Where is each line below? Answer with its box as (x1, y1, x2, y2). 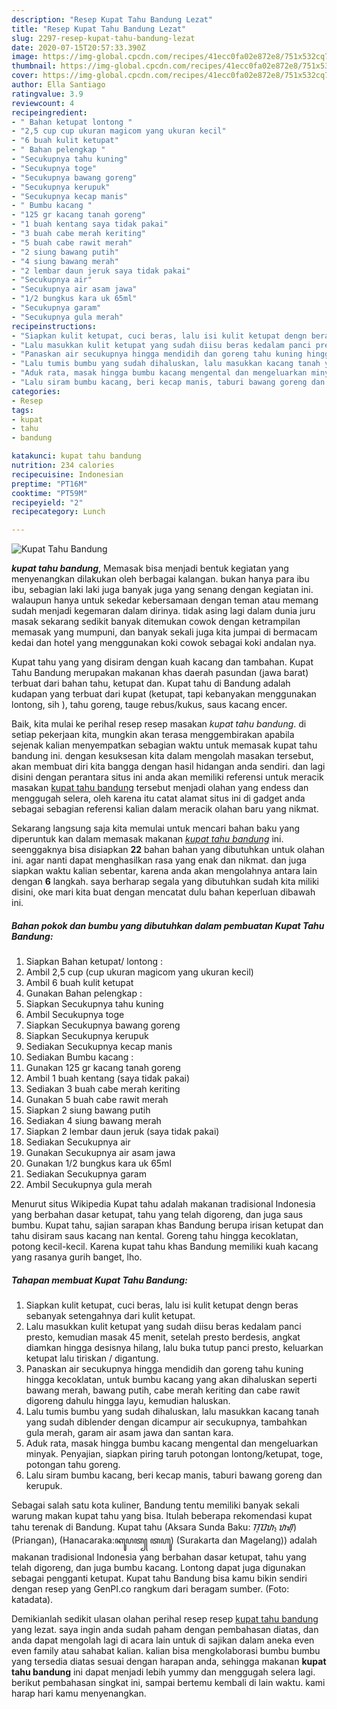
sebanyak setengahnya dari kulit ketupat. (25, 1310, 196, 1322)
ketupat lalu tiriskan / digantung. (25, 1352, 159, 1365)
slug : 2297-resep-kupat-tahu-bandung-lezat (11, 33, 196, 43)
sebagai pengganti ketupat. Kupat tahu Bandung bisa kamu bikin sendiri (11, 1572, 308, 1585)
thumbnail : (11, 61, 57, 71)
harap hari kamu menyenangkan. (11, 1687, 147, 1700)
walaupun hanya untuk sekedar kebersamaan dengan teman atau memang (11, 594, 319, 606)
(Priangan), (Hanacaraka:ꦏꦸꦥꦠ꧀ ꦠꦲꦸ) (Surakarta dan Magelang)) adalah (11, 1534, 318, 1546)
